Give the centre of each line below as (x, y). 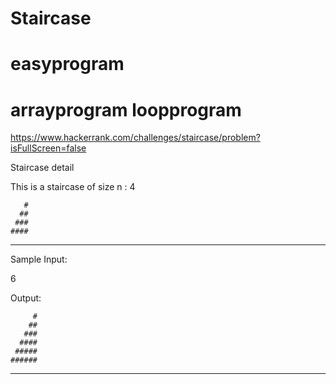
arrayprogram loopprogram (126, 109)
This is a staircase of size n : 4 (73, 187)
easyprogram (67, 64)
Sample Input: (39, 259)
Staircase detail (42, 168)
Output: (26, 298)
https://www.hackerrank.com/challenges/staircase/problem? (135, 138)
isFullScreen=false (48, 148)
